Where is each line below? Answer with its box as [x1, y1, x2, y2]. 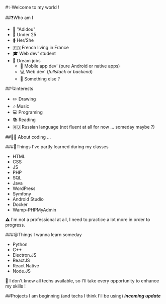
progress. [5, 222, 25, 228]
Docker [12, 201, 28, 208]
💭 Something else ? [20, 76, 60, 82]
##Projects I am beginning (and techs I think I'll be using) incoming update [5, 293, 161, 298]
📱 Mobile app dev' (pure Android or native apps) [20, 63, 120, 69]
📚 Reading [12, 117, 36, 123]
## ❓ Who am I [5, 15, 34, 21]
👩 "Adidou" [12, 26, 36, 32]
